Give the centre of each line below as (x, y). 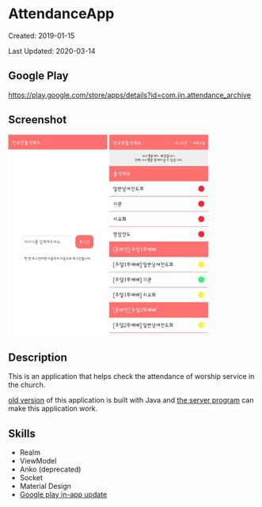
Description (38, 357)
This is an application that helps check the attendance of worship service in (131, 376)
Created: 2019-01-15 (42, 36)
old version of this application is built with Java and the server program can (131, 400)
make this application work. (53, 409)
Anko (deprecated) (50, 469)
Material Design (45, 486)
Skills (22, 433)
